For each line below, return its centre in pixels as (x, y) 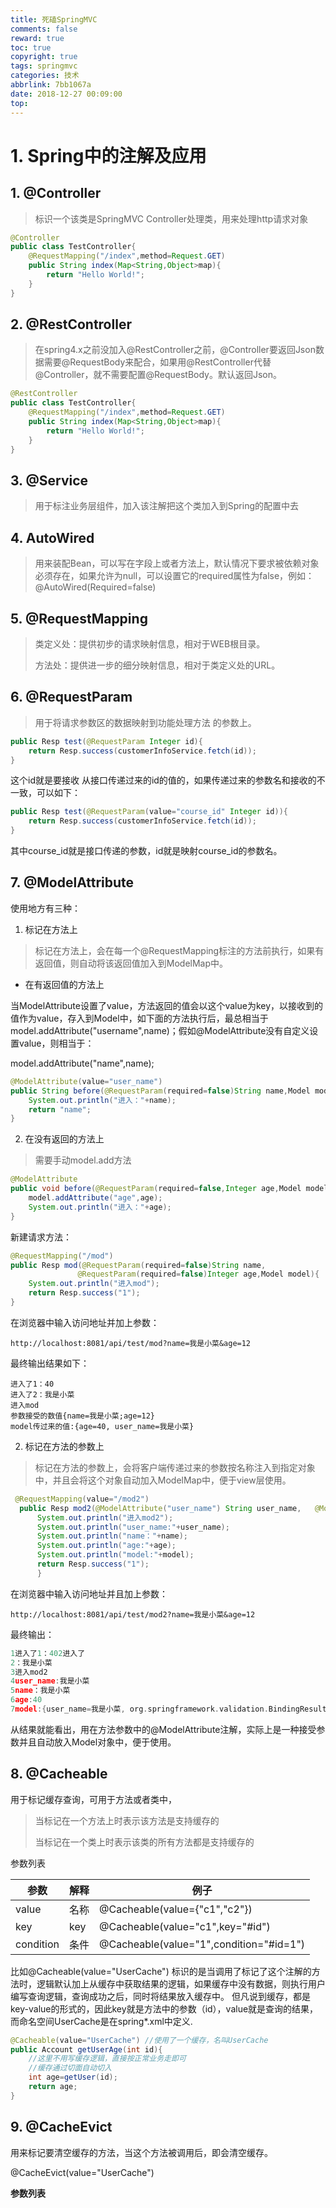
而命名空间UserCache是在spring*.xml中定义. (101, 2021)
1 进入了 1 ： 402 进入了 (48, 1653)
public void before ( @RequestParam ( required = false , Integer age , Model (156, 1189)
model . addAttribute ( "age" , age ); (95, 1198)
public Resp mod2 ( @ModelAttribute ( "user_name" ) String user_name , (160, 1508)
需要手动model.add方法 (83, 1160)
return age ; (53, 2087)
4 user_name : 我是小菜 (50, 1681)
